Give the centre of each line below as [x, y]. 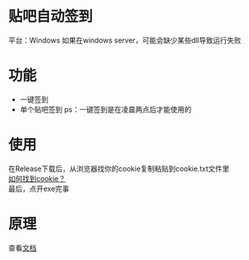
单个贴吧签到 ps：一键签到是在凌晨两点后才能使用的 [106, 109]
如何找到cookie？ [37, 178]
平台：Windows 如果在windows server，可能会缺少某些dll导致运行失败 [125, 40]
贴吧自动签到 [51, 16]
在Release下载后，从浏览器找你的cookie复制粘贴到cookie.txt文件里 [119, 169]
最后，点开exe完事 [39, 189]
